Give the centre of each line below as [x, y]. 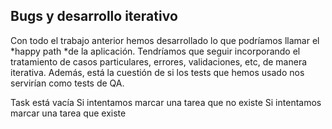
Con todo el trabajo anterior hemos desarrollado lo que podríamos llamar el [165, 40]
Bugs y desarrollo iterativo [94, 16]
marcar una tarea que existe [68, 113]
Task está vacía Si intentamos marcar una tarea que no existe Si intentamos [166, 102]
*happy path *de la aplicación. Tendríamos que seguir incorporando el [155, 51]
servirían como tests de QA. [67, 83]
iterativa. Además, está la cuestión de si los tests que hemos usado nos [157, 72]
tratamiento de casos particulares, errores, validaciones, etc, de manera [159, 61]
